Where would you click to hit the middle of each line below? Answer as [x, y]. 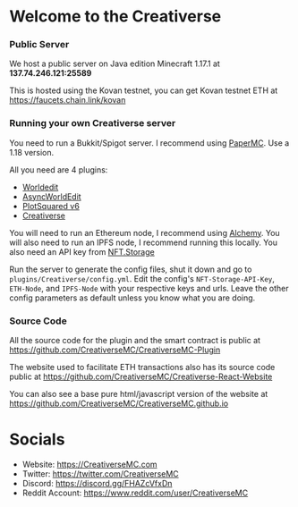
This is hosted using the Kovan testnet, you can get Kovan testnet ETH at [144, 90]
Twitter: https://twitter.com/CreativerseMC [100, 474]
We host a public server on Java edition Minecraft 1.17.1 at [115, 63]
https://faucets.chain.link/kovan [68, 100]
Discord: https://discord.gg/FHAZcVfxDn [97, 484]
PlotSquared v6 [51, 206]
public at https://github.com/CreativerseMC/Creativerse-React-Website [141, 376]
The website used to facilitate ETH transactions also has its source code [142, 368]
